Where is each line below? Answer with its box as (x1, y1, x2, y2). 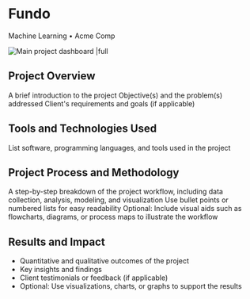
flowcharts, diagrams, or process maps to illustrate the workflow (8, 212, 218, 222)
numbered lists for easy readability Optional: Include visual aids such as (8, 204, 242, 213)
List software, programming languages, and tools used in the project (8, 143, 231, 152)
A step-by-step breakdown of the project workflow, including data (8, 187, 224, 197)
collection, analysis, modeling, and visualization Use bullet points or (8, 195, 229, 205)
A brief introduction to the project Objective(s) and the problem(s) (8, 90, 223, 100)
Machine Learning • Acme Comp (8, 31, 116, 40)
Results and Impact (8, 235, 105, 248)
